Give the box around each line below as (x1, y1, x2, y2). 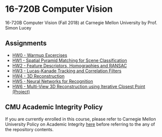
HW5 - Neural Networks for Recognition (12, 78, 93, 84)
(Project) (12, 88, 30, 94)
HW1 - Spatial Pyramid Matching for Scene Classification (12, 57, 127, 63)
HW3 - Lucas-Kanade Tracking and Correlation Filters (12, 68, 122, 74)
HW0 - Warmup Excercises (12, 52, 67, 58)
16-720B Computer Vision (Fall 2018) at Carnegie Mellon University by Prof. (5, 20, 158, 26)
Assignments (5, 39, 47, 48)
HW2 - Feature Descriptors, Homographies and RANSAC (12, 62, 127, 68)
